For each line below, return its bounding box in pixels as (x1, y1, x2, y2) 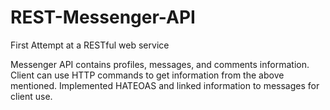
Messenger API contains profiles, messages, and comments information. (10, 58, 310, 70)
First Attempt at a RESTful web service (10, 39, 170, 51)
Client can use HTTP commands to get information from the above (10, 69, 285, 81)
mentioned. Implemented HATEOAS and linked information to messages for (10, 79, 320, 91)
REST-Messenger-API (10, 6, 196, 29)
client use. (10, 90, 53, 102)
